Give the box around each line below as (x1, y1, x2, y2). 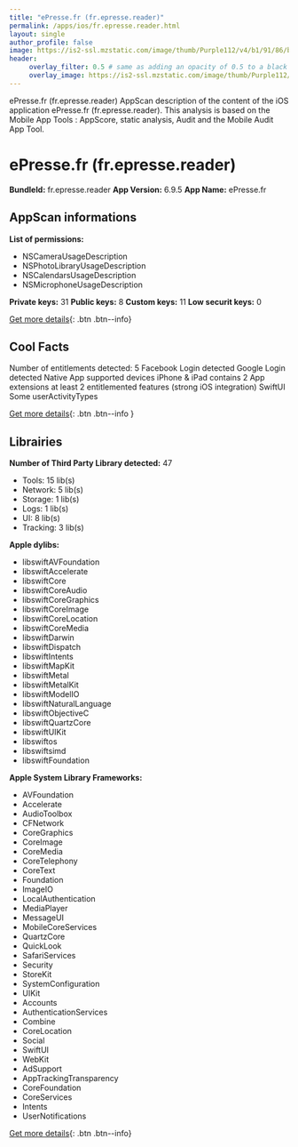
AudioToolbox (21, 808, 73, 819)
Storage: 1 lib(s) (21, 494, 80, 505)
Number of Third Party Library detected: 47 (9, 458, 173, 469)
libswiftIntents (21, 651, 74, 662)
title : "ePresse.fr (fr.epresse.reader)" (9, 12, 165, 22)
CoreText (21, 865, 56, 876)
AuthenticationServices (21, 1007, 108, 1018)
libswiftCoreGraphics (21, 595, 99, 606)
